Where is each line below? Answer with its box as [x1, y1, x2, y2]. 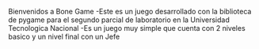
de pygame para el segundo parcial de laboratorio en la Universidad [8, 15, 230, 24]
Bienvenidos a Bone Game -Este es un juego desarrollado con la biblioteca [8, 7, 252, 16]
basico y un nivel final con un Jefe [8, 32, 120, 41]
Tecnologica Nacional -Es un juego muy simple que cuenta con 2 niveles [8, 24, 246, 32]
